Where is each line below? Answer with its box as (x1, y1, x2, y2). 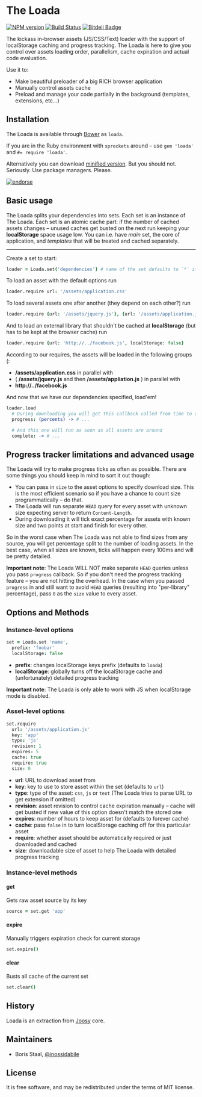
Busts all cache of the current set (6, 973, 88, 980)
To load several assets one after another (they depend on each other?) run (6, 299, 191, 307)
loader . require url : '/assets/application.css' (6, 288, 128, 295)
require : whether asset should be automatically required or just (14, 834, 171, 841)
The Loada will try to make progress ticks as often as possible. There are (6, 465, 186, 473)
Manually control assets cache (14, 84, 91, 91)
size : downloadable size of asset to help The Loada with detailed (14, 847, 176, 854)
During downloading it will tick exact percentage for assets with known (14, 515, 191, 523)
